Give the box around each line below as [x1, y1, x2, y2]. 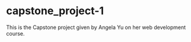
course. [6, 30, 25, 37]
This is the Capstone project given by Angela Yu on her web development [6, 24, 186, 31]
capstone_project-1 [6, 4, 104, 18]
